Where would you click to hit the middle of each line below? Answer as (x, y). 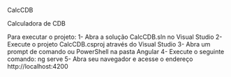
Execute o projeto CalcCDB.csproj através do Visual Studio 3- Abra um (109, 44)
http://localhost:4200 (38, 66)
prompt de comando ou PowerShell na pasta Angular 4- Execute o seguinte (116, 52)
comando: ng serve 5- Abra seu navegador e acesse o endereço (100, 59)
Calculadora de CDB (37, 23)
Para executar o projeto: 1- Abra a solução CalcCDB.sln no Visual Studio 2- (115, 37)
